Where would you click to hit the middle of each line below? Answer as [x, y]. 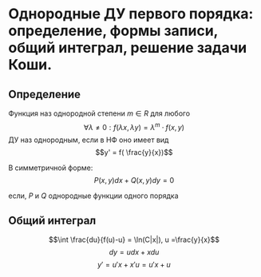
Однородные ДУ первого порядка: [131, 14]
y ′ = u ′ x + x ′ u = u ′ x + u [134, 265]
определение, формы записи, [113, 31]
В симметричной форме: [51, 168]
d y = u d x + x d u [134, 252]
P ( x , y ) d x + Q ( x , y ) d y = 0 [134, 180]
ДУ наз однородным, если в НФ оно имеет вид [89, 140]
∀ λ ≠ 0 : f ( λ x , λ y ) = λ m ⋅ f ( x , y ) [134, 127]
